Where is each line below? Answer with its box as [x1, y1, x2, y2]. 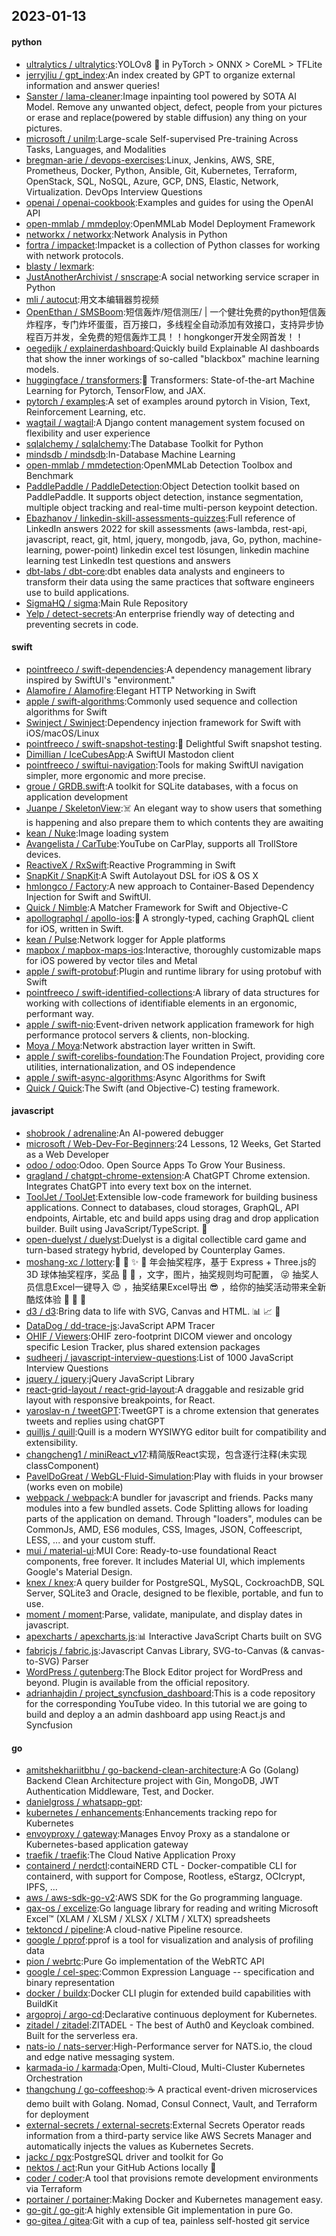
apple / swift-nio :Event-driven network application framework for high [25, 1018, 314, 1030]
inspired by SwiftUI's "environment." [25, 674, 176, 686]
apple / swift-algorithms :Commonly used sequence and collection [25, 695, 298, 707]
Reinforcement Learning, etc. [25, 405, 146, 418]
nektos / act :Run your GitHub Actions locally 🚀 [25, 2162, 217, 2174]
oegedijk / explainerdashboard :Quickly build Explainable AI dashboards [25, 342, 320, 354]
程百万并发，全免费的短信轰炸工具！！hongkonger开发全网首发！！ [25, 330, 304, 343]
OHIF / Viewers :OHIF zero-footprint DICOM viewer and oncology [25, 1330, 293, 1342]
